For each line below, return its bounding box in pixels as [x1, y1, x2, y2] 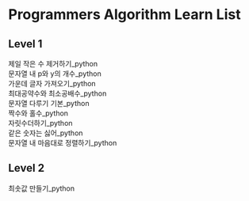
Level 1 [8, 37, 43, 51]
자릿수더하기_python [8, 119, 73, 127]
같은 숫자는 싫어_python [8, 128, 83, 138]
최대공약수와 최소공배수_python [8, 89, 107, 98]
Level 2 [8, 161, 45, 175]
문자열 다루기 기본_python [8, 99, 90, 108]
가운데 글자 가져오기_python [8, 79, 97, 88]
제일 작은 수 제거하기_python [8, 59, 98, 68]
